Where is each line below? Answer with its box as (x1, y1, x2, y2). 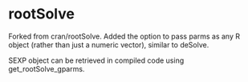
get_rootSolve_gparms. (8, 64, 85, 73)
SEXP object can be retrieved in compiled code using (8, 55, 185, 65)
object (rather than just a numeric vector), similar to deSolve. (8, 39, 209, 49)
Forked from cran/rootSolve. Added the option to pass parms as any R (8, 31, 241, 41)
